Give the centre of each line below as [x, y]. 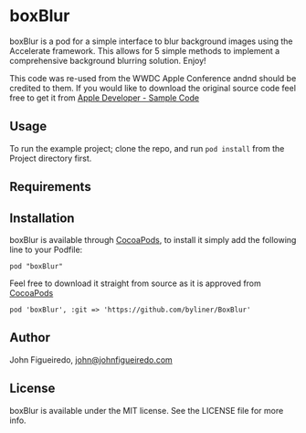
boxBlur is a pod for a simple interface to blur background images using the [151, 41]
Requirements [50, 187]
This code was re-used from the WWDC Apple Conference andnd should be [153, 78]
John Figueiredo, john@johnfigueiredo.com [91, 359]
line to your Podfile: [46, 249]
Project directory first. [51, 158]
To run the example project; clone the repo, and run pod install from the [147, 148]
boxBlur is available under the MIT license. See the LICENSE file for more [147, 410]
